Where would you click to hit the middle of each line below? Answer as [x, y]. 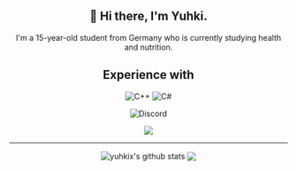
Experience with [148, 75]
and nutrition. [148, 47]
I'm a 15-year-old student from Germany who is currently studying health [148, 37]
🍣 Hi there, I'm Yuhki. [148, 16]
